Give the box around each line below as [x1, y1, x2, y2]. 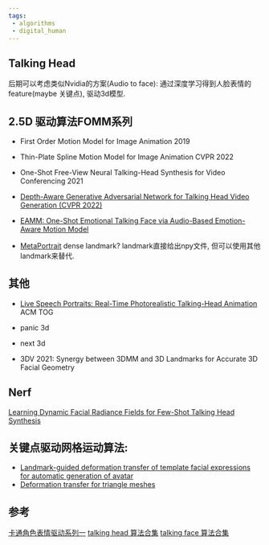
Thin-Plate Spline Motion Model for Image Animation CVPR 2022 [19, 152, 234, 162]
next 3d [19, 338, 46, 348]
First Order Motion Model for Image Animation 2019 [19, 137, 190, 145]
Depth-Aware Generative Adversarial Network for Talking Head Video [19, 192, 250, 201]
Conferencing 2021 [19, 176, 84, 186]
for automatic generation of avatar [19, 471, 134, 481]
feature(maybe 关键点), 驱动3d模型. [8, 89, 126, 99]
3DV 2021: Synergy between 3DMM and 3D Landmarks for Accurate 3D [19, 354, 259, 363]
